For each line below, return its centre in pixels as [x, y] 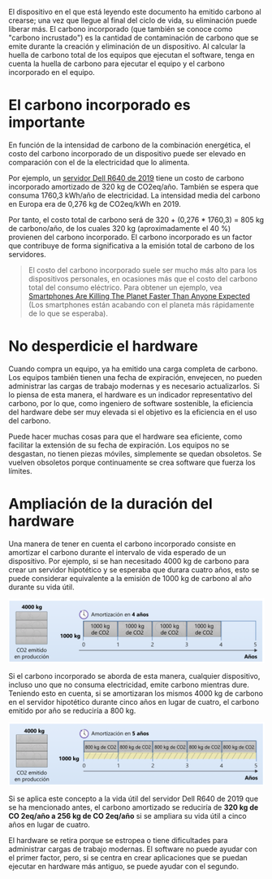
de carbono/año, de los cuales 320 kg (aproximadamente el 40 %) [120, 228]
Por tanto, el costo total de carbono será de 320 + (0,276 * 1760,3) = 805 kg [136, 220]
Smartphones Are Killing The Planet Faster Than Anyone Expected [139, 295]
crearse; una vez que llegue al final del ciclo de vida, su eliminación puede [133, 20]
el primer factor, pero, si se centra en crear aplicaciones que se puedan [128, 858]
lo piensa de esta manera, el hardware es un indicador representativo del [131, 395]
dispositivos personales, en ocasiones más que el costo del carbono [143, 278]
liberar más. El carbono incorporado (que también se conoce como [121, 29]
